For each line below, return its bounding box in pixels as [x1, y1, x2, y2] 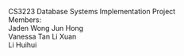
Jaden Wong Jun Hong [8, 24, 84, 32]
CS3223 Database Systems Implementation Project [8, 7, 176, 16]
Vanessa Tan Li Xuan [8, 32, 77, 41]
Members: [8, 15, 42, 24]
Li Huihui [8, 40, 37, 50]
